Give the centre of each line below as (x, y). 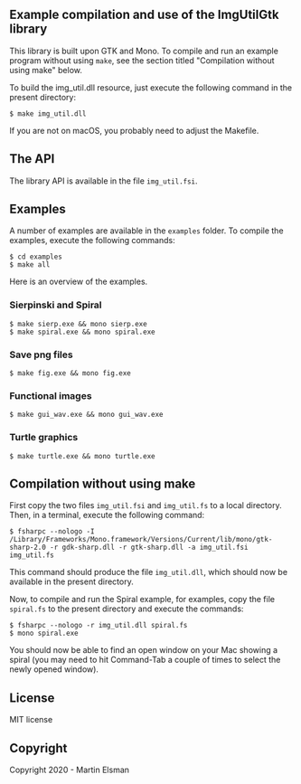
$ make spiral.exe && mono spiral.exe (82, 332)
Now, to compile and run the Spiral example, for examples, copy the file (142, 600)
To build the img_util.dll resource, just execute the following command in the (151, 87)
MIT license (31, 720)
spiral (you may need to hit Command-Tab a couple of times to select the (145, 660)
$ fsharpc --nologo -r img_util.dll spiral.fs (99, 626)
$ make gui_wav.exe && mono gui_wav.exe (87, 415)
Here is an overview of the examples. (79, 282)
